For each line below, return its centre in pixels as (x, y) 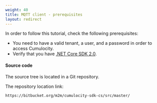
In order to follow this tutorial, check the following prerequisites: (72, 34)
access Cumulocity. (33, 49)
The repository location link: (34, 86)
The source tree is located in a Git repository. (52, 76)
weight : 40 (17, 10)
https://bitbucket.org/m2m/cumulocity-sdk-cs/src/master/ (68, 95)
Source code (19, 65)
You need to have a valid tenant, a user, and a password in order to (82, 43)
